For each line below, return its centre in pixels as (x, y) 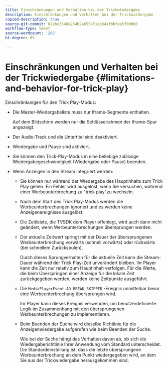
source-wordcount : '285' (31, 33)
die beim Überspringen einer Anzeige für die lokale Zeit (77, 273)
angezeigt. (23, 127)
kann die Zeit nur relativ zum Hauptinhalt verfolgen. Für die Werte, (88, 268)
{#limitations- (125, 78)
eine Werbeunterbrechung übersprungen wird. (68, 294)
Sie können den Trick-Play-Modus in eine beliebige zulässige (75, 156)
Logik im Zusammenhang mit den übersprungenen (72, 309)
